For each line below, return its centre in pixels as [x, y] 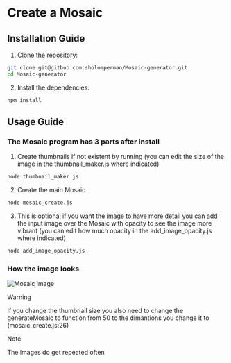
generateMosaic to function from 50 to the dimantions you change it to [108, 318]
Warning [19, 297]
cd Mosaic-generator [37, 74]
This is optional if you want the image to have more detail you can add [117, 216]
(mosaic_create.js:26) [38, 326]
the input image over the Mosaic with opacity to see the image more [114, 223]
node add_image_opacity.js [46, 251]
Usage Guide [36, 122]
